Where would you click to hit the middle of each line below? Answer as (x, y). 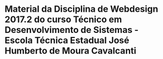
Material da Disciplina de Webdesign (81, 9)
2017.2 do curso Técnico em (63, 19)
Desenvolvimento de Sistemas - (72, 30)
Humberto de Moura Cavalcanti (71, 51)
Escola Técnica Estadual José (67, 41)
